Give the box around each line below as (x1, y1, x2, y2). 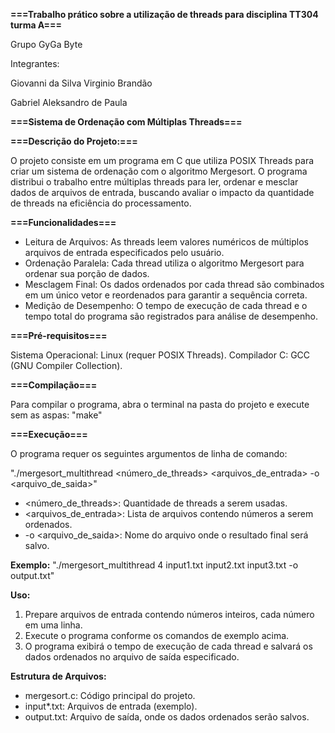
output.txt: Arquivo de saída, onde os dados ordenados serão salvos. (24, 711, 310, 723)
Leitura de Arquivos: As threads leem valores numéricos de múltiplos (24, 236, 310, 248)
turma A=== (10, 19, 63, 31)
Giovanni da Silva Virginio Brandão (10, 77, 153, 89)
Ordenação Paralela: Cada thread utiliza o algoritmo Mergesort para (24, 257, 305, 269)
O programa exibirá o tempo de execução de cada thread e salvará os (24, 640, 313, 652)
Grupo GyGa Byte (10, 39, 83, 50)
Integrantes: (10, 58, 60, 69)
